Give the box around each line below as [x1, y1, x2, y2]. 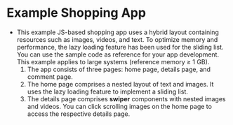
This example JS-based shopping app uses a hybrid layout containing [16, 28, 219, 36]
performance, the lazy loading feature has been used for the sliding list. [16, 43, 224, 51]
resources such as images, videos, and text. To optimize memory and [16, 35, 218, 43]
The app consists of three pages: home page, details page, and [27, 65, 211, 73]
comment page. [27, 72, 73, 81]
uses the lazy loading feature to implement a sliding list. [27, 87, 189, 96]
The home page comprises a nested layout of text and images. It [27, 80, 214, 88]
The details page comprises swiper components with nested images [27, 94, 226, 103]
